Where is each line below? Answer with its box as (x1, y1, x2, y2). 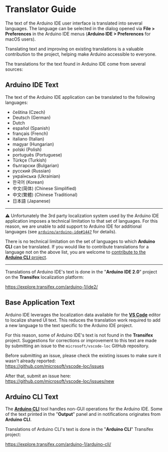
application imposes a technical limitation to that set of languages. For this (5, 218, 158, 224)
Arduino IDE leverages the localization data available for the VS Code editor (5, 312, 161, 318)
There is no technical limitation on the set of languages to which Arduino (5, 238, 155, 244)
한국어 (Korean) (12, 179, 44, 185)
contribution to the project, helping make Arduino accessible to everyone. (5, 51, 156, 57)
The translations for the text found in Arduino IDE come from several (5, 61, 146, 67)
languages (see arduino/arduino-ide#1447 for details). (5, 228, 116, 234)
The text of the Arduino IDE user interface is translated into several (5, 20, 142, 26)
